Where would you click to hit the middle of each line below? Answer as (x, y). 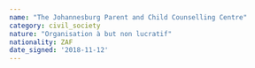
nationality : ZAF (41, 42)
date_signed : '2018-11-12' (59, 50)
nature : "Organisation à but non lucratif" (91, 34)
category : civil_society (55, 26)
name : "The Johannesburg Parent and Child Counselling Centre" (128, 17)
